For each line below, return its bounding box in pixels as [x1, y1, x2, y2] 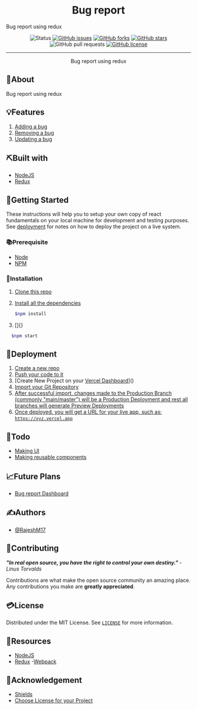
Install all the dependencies [14, 299, 81, 306]
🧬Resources [6, 636, 52, 646]
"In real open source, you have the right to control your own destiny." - [6, 559, 182, 566]
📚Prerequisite [6, 238, 48, 246]
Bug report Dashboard [14, 489, 69, 497]
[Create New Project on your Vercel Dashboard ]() [14, 377, 134, 384]
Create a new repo [14, 365, 60, 372]
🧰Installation [6, 275, 43, 283]
